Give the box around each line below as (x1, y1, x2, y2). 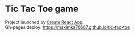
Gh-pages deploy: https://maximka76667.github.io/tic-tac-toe (5, 24, 130, 30)
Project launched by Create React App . (5, 19, 84, 25)
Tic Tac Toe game (5, 3, 79, 14)
